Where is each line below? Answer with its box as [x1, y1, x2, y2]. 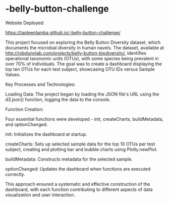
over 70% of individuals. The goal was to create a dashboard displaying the [5, 61, 162, 67]
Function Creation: [5, 106, 44, 112]
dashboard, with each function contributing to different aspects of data [5, 186, 153, 192]
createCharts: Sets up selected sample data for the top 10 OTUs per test [5, 141, 155, 147]
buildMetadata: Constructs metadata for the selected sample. [5, 156, 133, 162]
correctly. [5, 171, 25, 177]
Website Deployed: [5, 20, 44, 26]
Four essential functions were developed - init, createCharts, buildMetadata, [5, 116, 164, 122]
